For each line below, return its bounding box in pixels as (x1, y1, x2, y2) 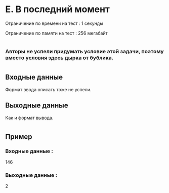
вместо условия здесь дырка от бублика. (5, 54, 114, 61)
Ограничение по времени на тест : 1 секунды (5, 20, 103, 26)
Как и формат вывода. (5, 114, 54, 121)
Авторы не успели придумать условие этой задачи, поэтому (5, 48, 164, 55)
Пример (5, 132, 32, 141)
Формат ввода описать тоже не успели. (5, 86, 92, 92)
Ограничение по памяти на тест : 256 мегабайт (5, 30, 108, 36)
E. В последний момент (5, 4, 110, 15)
